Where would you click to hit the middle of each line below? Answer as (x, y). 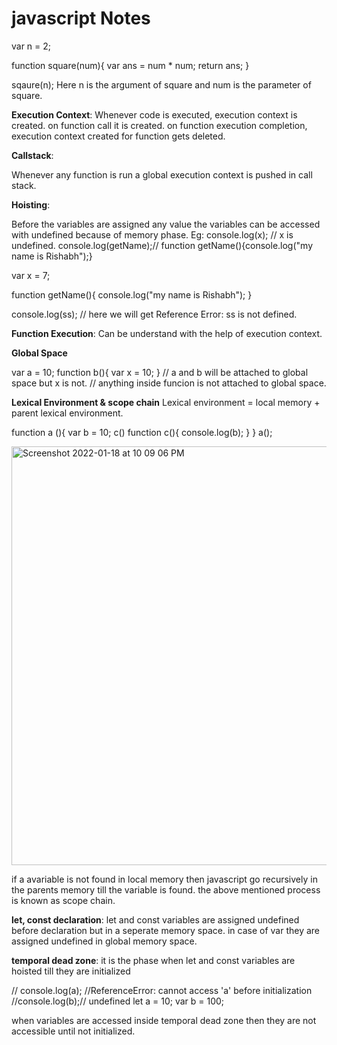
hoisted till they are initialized (71, 971)
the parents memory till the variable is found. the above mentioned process (166, 889)
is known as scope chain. (63, 900)
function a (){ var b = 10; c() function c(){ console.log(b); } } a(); (142, 432)
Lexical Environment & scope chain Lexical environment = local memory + (166, 402)
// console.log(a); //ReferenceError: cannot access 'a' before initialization (162, 990)
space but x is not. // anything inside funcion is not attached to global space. (169, 383)
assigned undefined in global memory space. (104, 941)
